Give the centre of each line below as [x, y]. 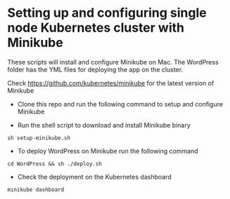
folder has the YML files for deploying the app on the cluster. [95, 69]
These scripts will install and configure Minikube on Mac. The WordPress [113, 62]
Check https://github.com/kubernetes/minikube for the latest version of [111, 83]
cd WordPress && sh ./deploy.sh [55, 164]
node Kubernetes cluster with [96, 28]
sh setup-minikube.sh [39, 138]
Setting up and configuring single [107, 13]
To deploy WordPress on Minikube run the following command [108, 151]
